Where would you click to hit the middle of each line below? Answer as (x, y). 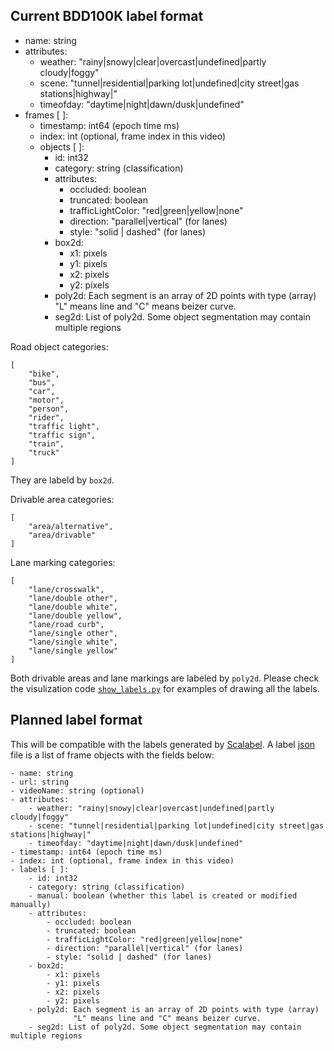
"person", (49, 409)
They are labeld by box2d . (62, 480)
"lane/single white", (73, 642)
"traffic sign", (62, 435)
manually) (31, 904)
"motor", (46, 400)
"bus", (42, 382)
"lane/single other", (73, 633)
